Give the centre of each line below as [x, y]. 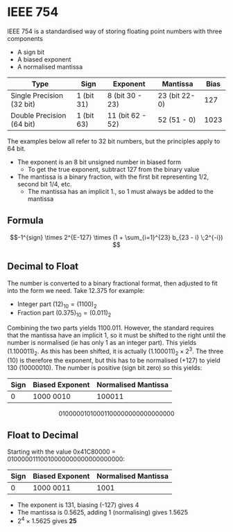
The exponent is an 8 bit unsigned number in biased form [99, 162]
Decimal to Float [43, 266]
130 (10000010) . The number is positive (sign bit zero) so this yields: [105, 367]
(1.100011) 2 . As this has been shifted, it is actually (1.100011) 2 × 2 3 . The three [115, 351]
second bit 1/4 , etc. [44, 184]
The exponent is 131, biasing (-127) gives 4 [78, 505]
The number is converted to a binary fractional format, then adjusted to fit [112, 283]
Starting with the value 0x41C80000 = [62, 452]
